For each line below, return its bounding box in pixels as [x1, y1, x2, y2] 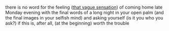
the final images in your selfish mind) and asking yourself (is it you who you [5, 15, 163, 20]
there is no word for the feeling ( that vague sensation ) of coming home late [5, 4, 163, 10]
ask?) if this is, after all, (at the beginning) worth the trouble [5, 20, 130, 26]
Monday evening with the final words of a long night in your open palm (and [5, 9, 164, 15]
